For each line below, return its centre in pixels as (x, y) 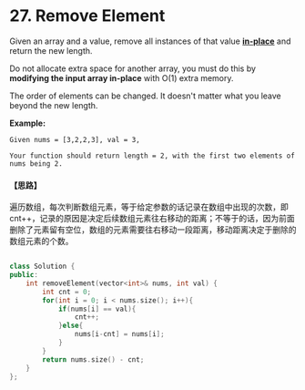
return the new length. (51, 50)
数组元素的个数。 (41, 241)
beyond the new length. (54, 105)
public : (24, 275)
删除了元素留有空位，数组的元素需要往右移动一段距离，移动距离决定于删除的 (153, 230)
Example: (28, 123)
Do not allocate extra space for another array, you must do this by (133, 68)
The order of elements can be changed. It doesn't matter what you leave (145, 96)
